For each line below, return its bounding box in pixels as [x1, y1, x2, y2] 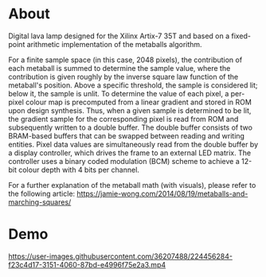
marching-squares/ [8, 197, 72, 207]
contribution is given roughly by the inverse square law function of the [8, 72, 239, 81]
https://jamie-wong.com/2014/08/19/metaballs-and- [76, 189, 248, 198]
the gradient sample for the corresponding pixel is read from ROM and [8, 114, 239, 123]
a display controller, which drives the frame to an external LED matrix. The [8, 148, 252, 158]
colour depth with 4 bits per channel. [18, 165, 139, 174]
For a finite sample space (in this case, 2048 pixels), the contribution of [8, 55, 243, 64]
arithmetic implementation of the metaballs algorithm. [26, 39, 202, 49]
